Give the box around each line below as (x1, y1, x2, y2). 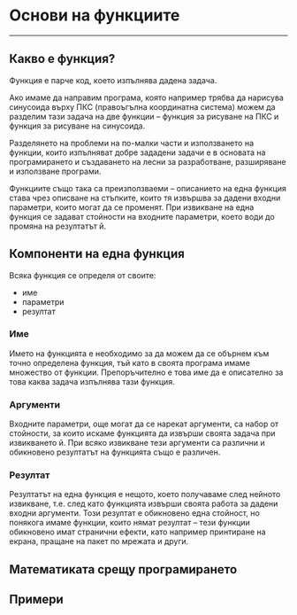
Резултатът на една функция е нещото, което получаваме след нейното (9, 489, 281, 500)
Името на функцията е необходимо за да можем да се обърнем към (9, 347, 270, 359)
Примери (9, 592, 64, 607)
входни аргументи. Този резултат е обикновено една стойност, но (9, 508, 261, 518)
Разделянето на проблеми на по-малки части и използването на (9, 137, 255, 148)
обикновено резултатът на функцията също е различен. (9, 447, 221, 457)
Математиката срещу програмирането (9, 562, 238, 577)
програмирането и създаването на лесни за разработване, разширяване (9, 156, 286, 167)
